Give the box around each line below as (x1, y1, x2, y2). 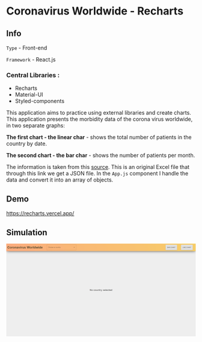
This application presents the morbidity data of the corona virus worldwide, (6, 116, 193, 123)
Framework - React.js (6, 56, 56, 63)
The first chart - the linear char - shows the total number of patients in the (6, 134, 192, 141)
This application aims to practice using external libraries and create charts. (6, 109, 191, 116)
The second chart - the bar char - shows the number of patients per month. (6, 152, 195, 159)
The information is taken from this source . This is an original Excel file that (6, 163, 190, 171)
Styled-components (14, 98, 65, 105)
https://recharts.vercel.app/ (6, 210, 75, 217)
